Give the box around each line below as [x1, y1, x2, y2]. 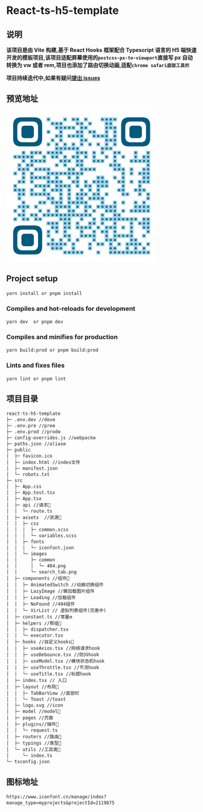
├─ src [6, 478, 23, 484]
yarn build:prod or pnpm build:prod [6, 347, 98, 354]
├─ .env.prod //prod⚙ [6, 429, 61, 435]
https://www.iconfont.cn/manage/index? [6, 794, 107, 800]
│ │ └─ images [6, 551, 47, 557]
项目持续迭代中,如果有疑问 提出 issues [6, 74, 101, 82]
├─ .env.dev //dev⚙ [6, 417, 56, 423]
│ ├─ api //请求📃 [6, 502, 51, 508]
